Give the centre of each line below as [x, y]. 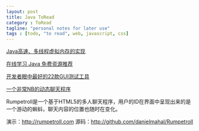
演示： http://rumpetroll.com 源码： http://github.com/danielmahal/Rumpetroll [100, 122]
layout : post [22, 12]
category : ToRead [29, 23]
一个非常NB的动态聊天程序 [39, 89]
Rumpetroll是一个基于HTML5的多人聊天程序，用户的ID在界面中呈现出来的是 [99, 102]
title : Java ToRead [30, 17]
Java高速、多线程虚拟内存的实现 [46, 52]
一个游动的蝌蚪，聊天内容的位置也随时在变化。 [63, 109]
